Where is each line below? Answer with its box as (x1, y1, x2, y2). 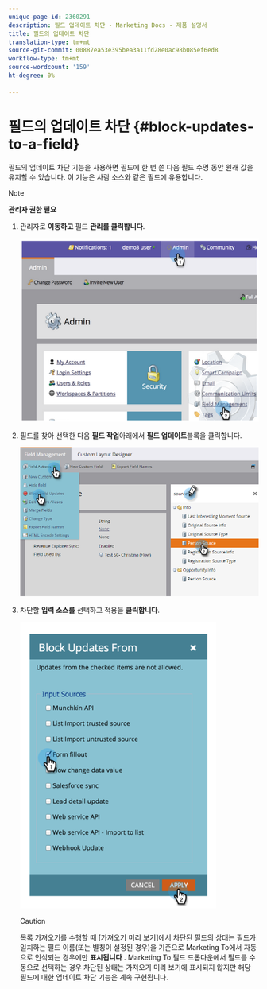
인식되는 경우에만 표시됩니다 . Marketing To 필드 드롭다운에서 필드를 (34, 952, 248, 962)
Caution (19, 916, 46, 925)
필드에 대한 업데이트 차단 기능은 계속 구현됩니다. (19, 972, 168, 982)
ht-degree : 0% (8, 72, 56, 80)
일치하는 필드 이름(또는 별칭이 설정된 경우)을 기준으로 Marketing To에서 (19, 942, 242, 952)
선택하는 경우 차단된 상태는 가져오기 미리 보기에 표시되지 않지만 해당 (41, 962, 252, 972)
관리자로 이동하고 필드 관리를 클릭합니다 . (19, 221, 145, 231)
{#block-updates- (133, 118, 254, 135)
